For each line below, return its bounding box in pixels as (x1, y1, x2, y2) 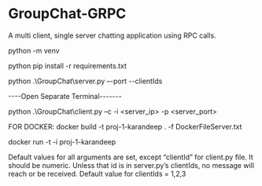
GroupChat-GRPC (8, 5, 127, 23)
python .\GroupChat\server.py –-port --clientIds (8, 76, 163, 86)
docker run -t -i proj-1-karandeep (8, 137, 116, 146)
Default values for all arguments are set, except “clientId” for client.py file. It (8, 152, 253, 162)
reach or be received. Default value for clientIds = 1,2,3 (8, 169, 186, 178)
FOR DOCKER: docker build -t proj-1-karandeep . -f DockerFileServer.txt (8, 122, 242, 131)
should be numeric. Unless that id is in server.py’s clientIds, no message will (8, 160, 254, 170)
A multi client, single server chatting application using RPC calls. (8, 31, 216, 40)
